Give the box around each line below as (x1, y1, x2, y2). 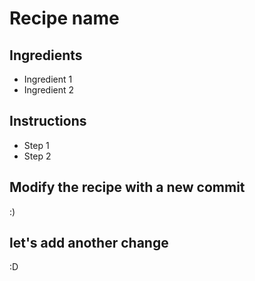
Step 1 (23, 139, 50, 151)
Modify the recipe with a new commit (9, 179, 246, 196)
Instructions (9, 113, 87, 130)
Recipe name (9, 7, 120, 30)
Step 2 (23, 150, 52, 162)
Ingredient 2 (23, 84, 75, 96)
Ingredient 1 (23, 73, 73, 85)
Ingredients (9, 47, 83, 64)
